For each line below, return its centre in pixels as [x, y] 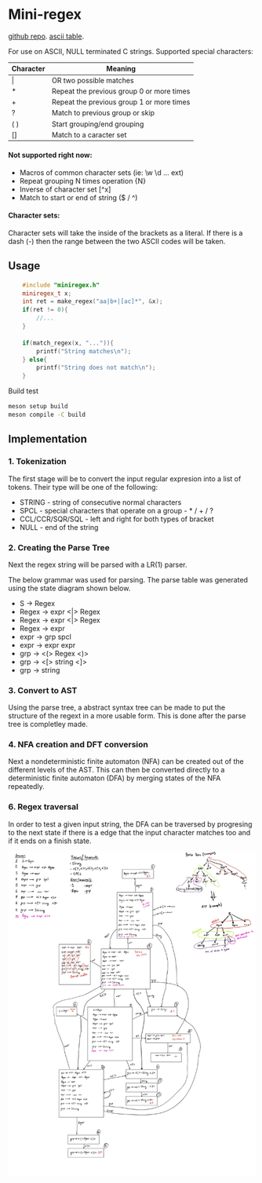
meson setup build [38, 407]
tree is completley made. [48, 725]
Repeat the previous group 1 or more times [121, 102]
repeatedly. [26, 787]
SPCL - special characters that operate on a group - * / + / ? [116, 510]
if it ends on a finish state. [50, 841]
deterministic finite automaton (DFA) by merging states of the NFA [115, 778]
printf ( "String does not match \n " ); [96, 368]
